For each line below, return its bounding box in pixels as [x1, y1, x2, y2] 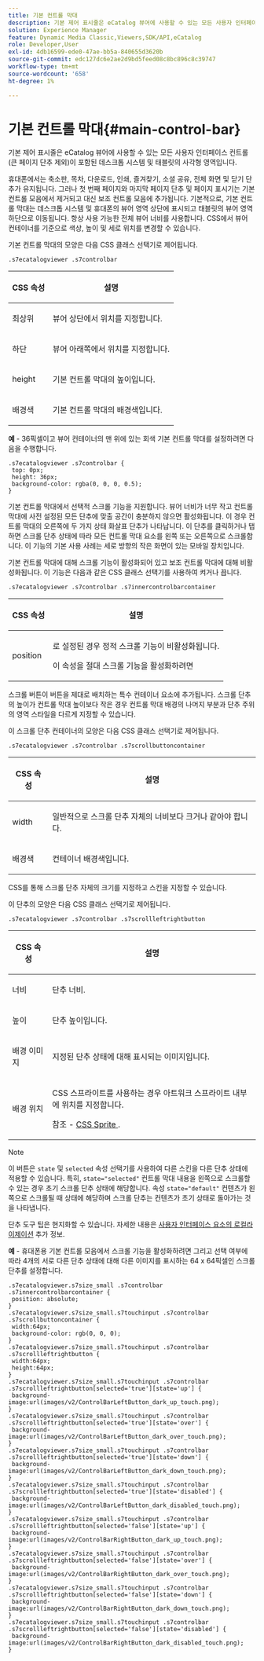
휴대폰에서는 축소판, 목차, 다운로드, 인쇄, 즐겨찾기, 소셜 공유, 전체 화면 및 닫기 [8, 174, 244, 184]
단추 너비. [52, 984, 86, 995]
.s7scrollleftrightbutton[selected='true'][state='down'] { [8, 1454, 210, 1461]
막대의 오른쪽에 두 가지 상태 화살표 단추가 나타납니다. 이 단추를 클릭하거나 [22, 522, 247, 531]
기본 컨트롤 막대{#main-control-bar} [8, 120, 241, 138]
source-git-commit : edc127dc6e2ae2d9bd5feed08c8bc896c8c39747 [8, 56, 216, 64]
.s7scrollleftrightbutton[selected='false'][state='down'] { [8, 1591, 213, 1599]
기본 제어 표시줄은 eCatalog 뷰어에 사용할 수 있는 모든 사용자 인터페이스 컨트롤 [8, 148, 249, 157]
